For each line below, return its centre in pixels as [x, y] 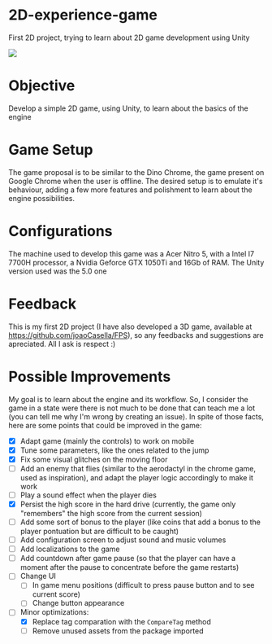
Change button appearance [78, 603]
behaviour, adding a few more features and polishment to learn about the [131, 190]
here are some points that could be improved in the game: [105, 425]
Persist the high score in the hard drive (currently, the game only [128, 504]
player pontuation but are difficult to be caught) [99, 532]
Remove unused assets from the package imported [118, 631]
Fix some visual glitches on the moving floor [94, 459]
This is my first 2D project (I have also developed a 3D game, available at [130, 326]
